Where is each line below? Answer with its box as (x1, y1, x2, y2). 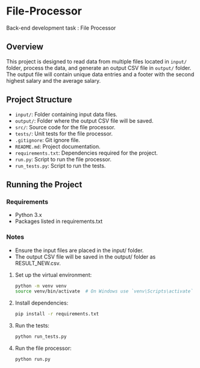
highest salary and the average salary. (6, 77, 101, 84)
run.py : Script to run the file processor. (14, 155, 111, 163)
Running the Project (6, 179, 83, 190)
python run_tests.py (14, 334, 67, 340)
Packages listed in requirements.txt (14, 218, 103, 225)
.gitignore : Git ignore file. (14, 136, 80, 143)
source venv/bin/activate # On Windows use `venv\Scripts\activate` (14, 288, 194, 294)
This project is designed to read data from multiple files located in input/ (6, 57, 187, 65)
